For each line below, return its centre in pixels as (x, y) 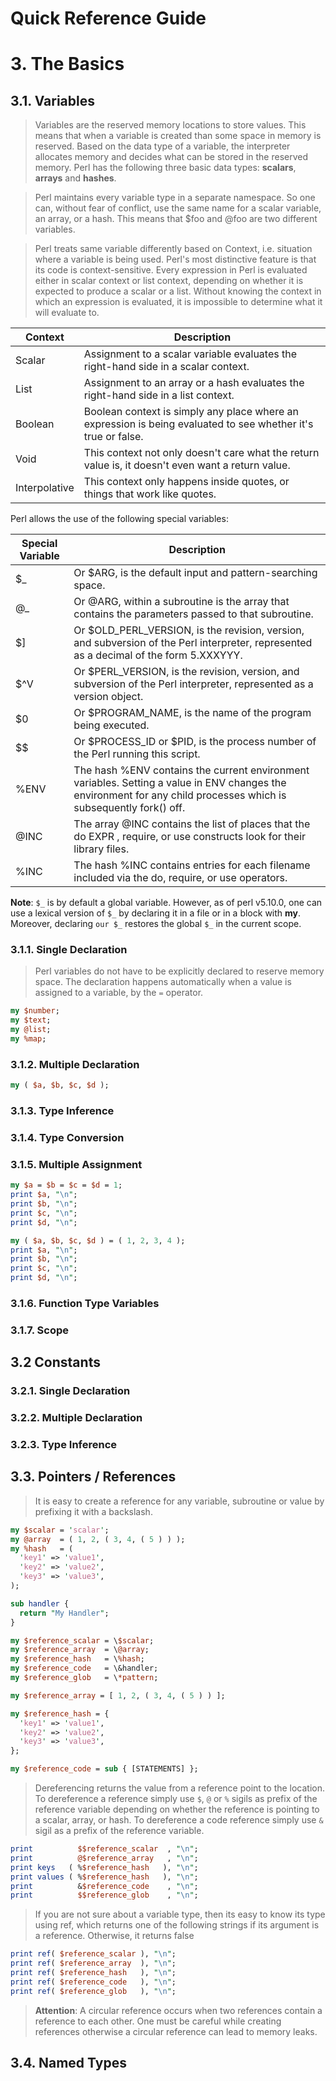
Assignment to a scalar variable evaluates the (190, 354)
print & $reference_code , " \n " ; (104, 1886)
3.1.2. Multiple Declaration (75, 1064)
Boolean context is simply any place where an (191, 412)
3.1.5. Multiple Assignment (76, 1164)
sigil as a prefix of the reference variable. (119, 1831)
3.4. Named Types (68, 2063)
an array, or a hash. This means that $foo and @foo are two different (176, 219)
